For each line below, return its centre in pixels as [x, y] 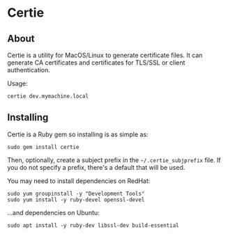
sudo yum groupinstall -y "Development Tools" [76, 194]
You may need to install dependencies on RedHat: [79, 181]
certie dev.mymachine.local [48, 96]
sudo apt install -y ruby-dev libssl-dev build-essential [93, 225]
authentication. [29, 70]
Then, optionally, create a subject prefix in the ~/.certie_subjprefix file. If [114, 160]
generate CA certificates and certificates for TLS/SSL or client [96, 63]
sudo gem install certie [43, 147]
